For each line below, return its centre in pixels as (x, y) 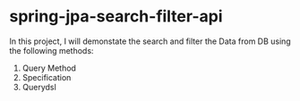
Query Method (49, 68)
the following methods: (51, 50)
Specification (47, 77)
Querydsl (39, 87)
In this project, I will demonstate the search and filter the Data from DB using (150, 41)
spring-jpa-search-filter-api (116, 17)
